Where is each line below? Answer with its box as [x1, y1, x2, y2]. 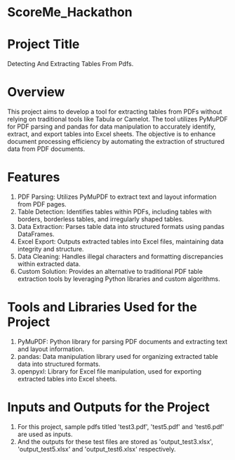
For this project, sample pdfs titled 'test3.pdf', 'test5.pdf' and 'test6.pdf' [17, 422, 224, 431]
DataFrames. [17, 230, 55, 238]
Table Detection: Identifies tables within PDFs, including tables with [17, 208, 212, 216]
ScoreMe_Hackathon [7, 4, 133, 20]
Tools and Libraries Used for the [7, 299, 198, 315]
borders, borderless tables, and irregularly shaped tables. [17, 215, 184, 223]
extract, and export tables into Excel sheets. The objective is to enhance [7, 130, 216, 138]
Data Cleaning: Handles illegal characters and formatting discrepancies [17, 252, 224, 261]
